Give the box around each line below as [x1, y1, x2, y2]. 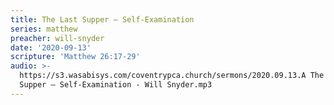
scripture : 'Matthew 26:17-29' [10, 52, 141, 62]
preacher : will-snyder [10, 33, 105, 43]
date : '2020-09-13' [10, 42, 92, 53]
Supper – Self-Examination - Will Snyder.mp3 [19, 80, 213, 90]
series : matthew [10, 24, 78, 34]
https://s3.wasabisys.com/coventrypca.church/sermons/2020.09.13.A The [19, 71, 325, 81]
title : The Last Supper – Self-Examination [10, 14, 195, 25]
